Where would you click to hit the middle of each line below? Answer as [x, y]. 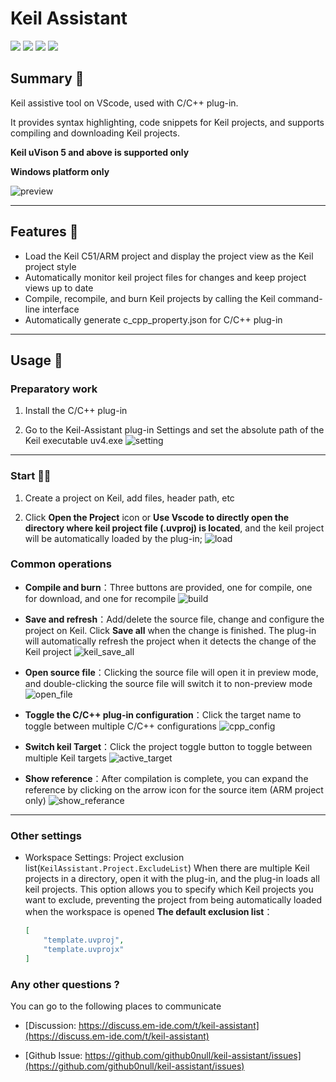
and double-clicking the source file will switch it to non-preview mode [168, 683]
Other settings [46, 835]
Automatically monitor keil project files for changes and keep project [165, 277]
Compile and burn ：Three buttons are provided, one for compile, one [168, 587]
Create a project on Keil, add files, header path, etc [129, 498]
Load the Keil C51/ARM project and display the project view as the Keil [169, 256]
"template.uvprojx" [84, 949]
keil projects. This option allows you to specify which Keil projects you [169, 889]
